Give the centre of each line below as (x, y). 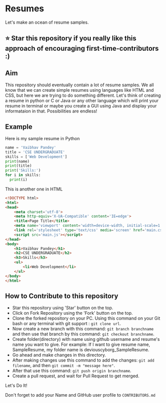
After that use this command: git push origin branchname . (72, 371)
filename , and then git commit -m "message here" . (63, 366)
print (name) (17, 161)
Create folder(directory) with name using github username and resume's (86, 339)
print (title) (19, 166)
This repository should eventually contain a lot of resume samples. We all (80, 85)
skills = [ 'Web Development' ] (36, 157)
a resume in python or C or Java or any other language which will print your (82, 101)
